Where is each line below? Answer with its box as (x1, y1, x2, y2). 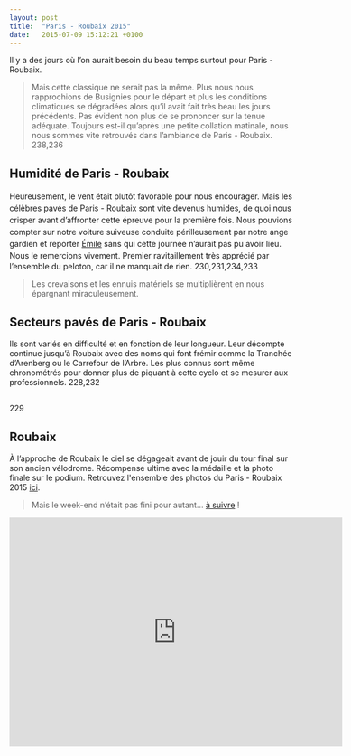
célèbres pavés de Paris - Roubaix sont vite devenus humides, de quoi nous (9, 203, 291, 213)
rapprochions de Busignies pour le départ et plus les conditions (31, 91, 268, 102)
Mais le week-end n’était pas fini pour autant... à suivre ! (31, 499, 240, 511)
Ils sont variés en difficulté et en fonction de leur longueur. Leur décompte (9, 338, 285, 349)
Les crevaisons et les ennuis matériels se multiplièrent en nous (31, 279, 265, 289)
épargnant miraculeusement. (31, 288, 139, 299)
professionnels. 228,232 (9, 377, 101, 387)
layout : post (9, 13, 59, 23)
